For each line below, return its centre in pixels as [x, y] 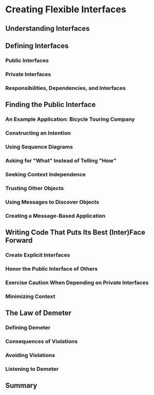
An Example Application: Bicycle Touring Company [70, 119]
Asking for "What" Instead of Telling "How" [61, 160]
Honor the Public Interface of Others [52, 269]
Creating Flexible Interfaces [66, 10]
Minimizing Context [30, 296]
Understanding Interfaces [47, 29]
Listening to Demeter [32, 369]
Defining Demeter [28, 327]
